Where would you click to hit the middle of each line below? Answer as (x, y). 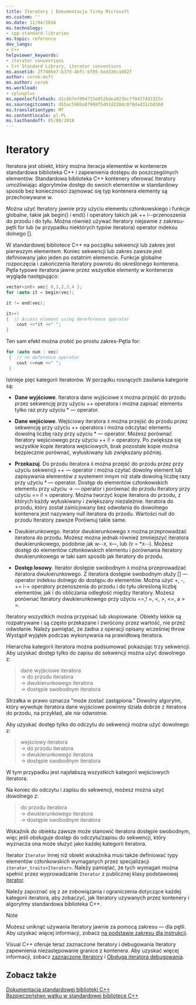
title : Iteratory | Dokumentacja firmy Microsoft (68, 11)
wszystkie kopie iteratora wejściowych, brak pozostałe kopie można (96, 446)
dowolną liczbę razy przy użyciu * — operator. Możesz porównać (93, 433)
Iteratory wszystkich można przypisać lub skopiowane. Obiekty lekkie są (94, 616)
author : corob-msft (30, 77)
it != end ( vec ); (26, 303)
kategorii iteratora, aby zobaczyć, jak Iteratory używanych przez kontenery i (98, 898)
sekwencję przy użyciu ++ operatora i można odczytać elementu (93, 427)
